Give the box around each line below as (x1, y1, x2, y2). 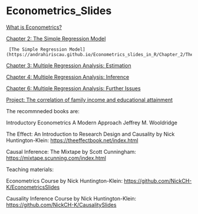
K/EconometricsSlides (6, 183, 60, 190)
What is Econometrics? (6, 24, 62, 31)
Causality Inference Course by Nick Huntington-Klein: (6, 195, 137, 202)
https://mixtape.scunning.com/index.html (6, 154, 106, 162)
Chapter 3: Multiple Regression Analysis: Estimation (6, 62, 131, 69)
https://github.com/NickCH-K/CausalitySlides (6, 201, 117, 208)
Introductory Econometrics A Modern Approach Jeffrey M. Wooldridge (6, 119, 178, 126)
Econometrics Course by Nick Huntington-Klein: (6, 177, 123, 184)
